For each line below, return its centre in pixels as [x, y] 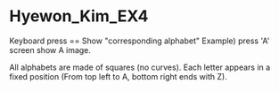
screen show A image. [50, 49]
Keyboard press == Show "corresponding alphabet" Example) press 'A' [139, 41]
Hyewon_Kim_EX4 [79, 16]
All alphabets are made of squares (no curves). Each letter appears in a [140, 67]
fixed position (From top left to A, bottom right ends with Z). [118, 76]
